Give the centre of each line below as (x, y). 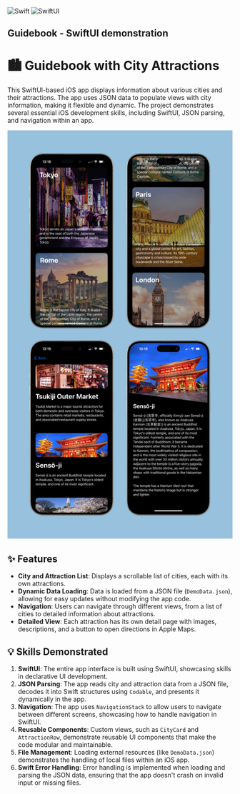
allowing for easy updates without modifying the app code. (104, 599)
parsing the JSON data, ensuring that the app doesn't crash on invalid (120, 775)
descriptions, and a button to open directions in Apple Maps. (107, 629)
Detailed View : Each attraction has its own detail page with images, (117, 622)
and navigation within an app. (51, 121)
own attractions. (41, 584)
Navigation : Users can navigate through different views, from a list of (120, 606)
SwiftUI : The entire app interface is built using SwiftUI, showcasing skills (124, 669)
